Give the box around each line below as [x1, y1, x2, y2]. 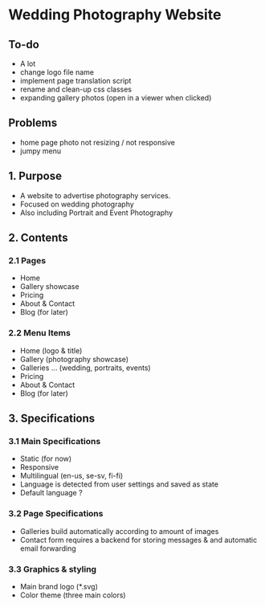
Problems [8, 116, 58, 130]
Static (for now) [19, 454, 72, 463]
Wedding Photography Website [8, 6, 222, 24]
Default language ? [19, 488, 83, 498]
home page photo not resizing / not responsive [19, 137, 175, 147]
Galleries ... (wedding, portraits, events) [19, 363, 151, 373]
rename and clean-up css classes [19, 84, 132, 94]
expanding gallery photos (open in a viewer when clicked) [19, 93, 212, 102]
